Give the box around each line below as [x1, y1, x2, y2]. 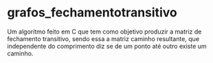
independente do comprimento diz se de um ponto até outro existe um [7, 42, 208, 50]
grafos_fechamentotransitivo [7, 5, 177, 21]
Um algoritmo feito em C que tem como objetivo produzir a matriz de [7, 27, 202, 36]
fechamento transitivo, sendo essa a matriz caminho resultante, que [7, 34, 200, 42]
